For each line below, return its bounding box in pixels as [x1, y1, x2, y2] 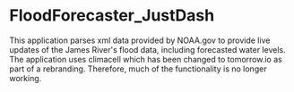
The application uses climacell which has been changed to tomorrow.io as [9, 54, 282, 64]
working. [9, 72, 42, 83]
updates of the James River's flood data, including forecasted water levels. [9, 44, 286, 54]
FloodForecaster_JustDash [9, 5, 215, 26]
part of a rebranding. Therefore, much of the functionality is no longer [9, 63, 267, 74]
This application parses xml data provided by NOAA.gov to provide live [9, 35, 271, 46]
